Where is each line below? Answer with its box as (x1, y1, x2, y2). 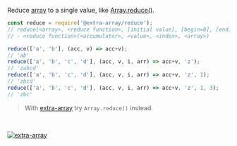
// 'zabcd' (7, 65, 39, 72)
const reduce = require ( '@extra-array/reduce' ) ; (7, 20, 153, 27)
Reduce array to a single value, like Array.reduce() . (7, 6, 155, 14)
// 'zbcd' (7, 78, 37, 85)
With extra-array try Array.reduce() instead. (24, 103, 154, 112)
